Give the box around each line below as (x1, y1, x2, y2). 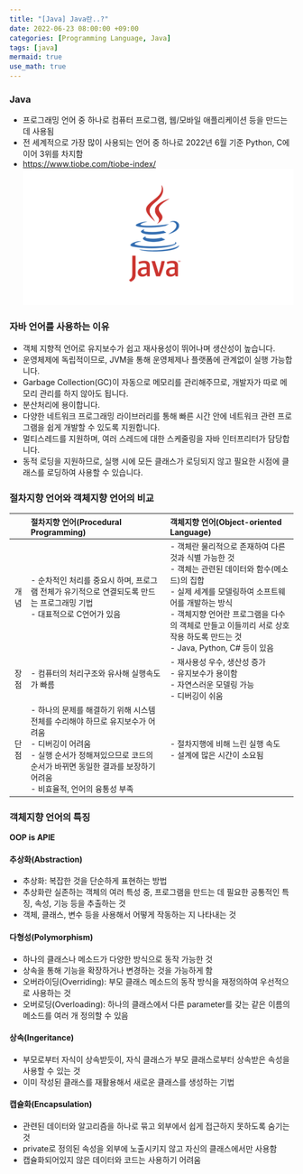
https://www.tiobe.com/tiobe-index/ (22, 159, 156, 170)
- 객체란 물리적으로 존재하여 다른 (170, 541, 286, 551)
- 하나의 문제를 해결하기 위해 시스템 (30, 705, 156, 716)
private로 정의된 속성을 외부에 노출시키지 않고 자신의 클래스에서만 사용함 (22, 1143, 278, 1154)
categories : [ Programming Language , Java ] (9, 33, 171, 42)
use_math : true (9, 62, 67, 71)
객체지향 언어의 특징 (9, 810, 91, 823)
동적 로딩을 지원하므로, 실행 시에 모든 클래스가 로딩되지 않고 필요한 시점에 (22, 456, 280, 467)
